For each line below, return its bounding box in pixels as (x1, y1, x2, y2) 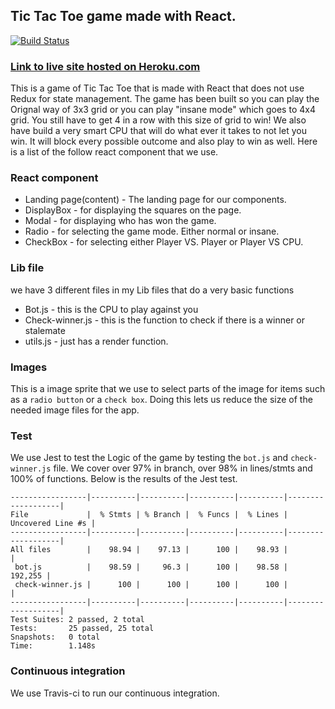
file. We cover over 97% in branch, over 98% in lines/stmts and (53, 462, 313, 474)
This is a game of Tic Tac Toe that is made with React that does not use (10, 82, 305, 94)
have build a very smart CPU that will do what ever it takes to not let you (10, 125, 307, 137)
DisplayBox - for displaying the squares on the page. (24, 204, 242, 216)
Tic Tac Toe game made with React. (10, 8, 237, 25)
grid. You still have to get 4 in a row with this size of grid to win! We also (10, 114, 307, 126)
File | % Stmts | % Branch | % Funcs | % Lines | (10, 510, 288, 520)
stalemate (24, 324, 66, 336)
